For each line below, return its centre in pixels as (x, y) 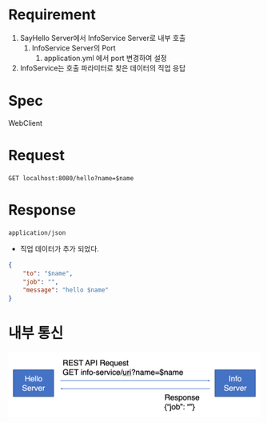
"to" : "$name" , (48, 273)
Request (37, 156)
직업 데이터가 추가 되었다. (60, 248)
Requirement (52, 15)
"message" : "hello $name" (66, 290)
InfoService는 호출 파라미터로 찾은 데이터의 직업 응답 (103, 68)
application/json (37, 233)
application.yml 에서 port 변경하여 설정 (106, 58)
